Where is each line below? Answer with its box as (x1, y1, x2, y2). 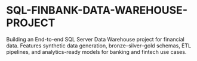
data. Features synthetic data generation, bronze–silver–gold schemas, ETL (6, 42, 192, 49)
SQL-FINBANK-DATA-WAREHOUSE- (6, 4, 188, 17)
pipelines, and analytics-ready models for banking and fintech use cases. (6, 48, 187, 55)
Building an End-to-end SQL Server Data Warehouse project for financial (6, 36, 185, 43)
